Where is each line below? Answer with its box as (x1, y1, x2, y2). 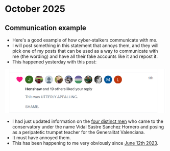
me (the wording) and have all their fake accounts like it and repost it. (12, 53, 158, 59)
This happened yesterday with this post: (12, 59, 97, 64)
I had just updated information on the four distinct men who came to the (12, 118, 164, 124)
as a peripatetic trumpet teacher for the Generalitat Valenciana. (12, 129, 145, 136)
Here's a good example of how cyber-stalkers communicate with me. (12, 37, 158, 43)
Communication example (5, 24, 86, 32)
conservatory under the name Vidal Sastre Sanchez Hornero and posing (12, 124, 164, 130)
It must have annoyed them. (12, 135, 71, 141)
